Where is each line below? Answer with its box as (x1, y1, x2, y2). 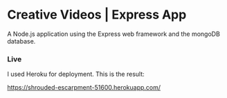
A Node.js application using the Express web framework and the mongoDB (7, 30, 220, 38)
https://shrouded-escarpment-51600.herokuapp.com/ (7, 84, 161, 92)
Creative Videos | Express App (7, 7, 187, 23)
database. (7, 37, 36, 45)
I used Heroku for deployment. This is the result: (7, 70, 145, 79)
